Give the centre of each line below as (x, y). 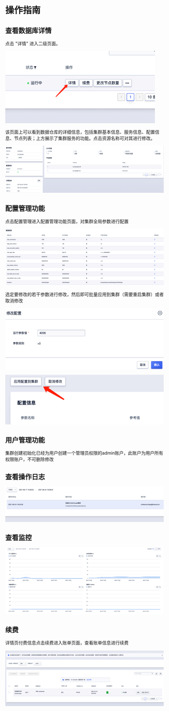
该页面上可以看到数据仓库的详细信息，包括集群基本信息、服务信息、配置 (80, 132)
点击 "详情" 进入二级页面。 (33, 44)
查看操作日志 (25, 477)
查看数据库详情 (28, 30)
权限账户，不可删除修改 (29, 459)
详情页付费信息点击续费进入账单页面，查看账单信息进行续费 (67, 643)
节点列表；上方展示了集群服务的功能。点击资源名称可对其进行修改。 (84, 138)
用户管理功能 (25, 440)
